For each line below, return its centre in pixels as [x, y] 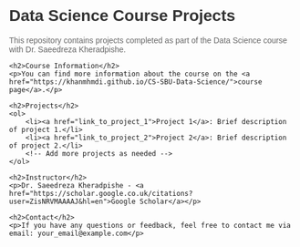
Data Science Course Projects [123, 16]
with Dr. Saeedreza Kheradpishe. [68, 49]
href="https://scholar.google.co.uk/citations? [101, 193]
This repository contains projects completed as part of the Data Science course [148, 40]
